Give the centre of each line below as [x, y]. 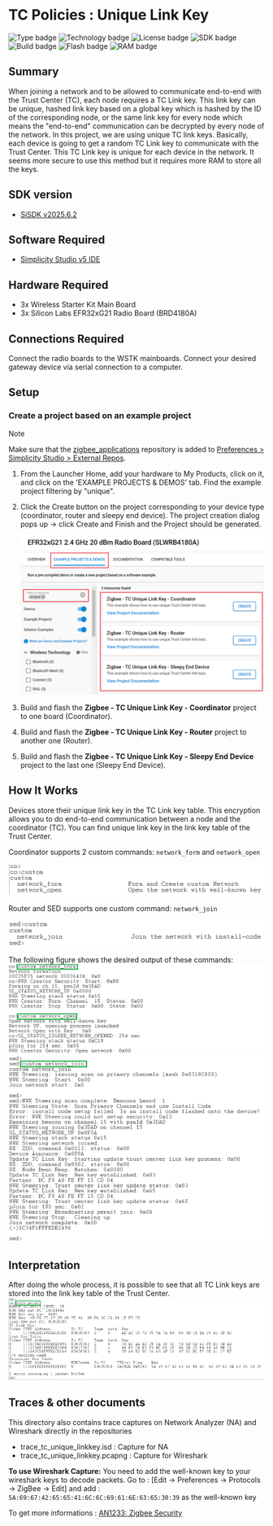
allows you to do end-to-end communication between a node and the [125, 818]
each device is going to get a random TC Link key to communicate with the [134, 143]
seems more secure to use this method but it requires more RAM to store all [135, 160]
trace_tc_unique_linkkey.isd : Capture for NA [94, 1446]
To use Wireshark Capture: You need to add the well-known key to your [130, 1471]
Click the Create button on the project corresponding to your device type [142, 507]
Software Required [57, 240]
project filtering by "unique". [67, 490]
